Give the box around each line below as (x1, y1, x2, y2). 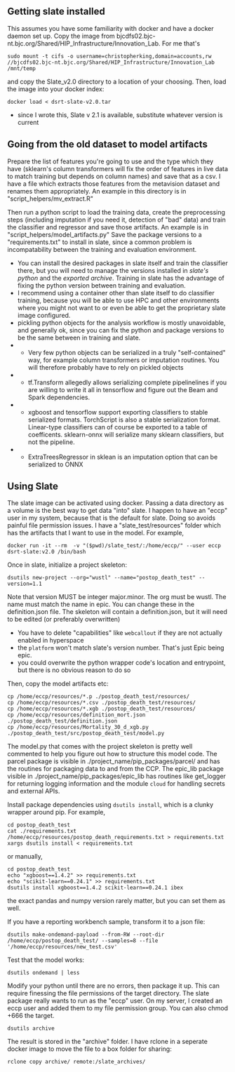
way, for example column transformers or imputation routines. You (27, 356, 220, 364)
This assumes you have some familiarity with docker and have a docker (7, 24, 214, 32)
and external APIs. (7, 787, 60, 796)
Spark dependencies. (27, 393, 90, 401)
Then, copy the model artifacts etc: (7, 680, 109, 688)
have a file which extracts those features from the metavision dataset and (7, 179, 220, 188)
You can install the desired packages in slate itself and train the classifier (17, 259, 228, 267)
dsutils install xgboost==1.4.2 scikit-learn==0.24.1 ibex (7, 884, 184, 892)
